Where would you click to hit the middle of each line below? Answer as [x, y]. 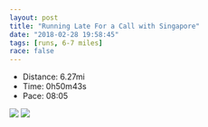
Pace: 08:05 [45, 96]
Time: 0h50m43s [55, 86]
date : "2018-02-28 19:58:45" [64, 34]
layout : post [34, 18]
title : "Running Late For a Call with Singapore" [105, 26]
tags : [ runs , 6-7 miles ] [56, 43]
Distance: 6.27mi [54, 77]
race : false [32, 51]
